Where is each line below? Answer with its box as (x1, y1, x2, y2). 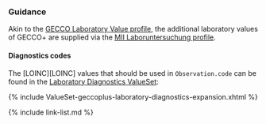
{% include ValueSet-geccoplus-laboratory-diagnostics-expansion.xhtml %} (8, 92, 258, 101)
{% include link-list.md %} (8, 107, 94, 117)
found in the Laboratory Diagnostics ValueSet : (8, 77, 159, 86)
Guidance (8, 6, 47, 17)
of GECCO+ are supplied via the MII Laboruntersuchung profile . (8, 32, 216, 42)
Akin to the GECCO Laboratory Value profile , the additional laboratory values (8, 24, 258, 34)
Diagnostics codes (8, 51, 71, 60)
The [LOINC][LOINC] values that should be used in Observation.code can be (8, 68, 256, 77)
